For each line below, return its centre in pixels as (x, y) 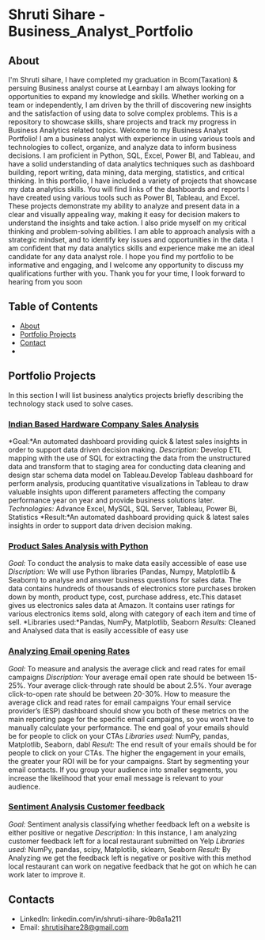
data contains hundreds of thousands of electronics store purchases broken (132, 589)
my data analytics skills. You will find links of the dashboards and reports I (129, 189)
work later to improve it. (47, 874)
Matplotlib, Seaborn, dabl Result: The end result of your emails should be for (132, 744)
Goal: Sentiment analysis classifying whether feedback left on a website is (129, 824)
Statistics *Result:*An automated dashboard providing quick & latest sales (129, 517)
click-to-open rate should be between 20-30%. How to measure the (119, 694)
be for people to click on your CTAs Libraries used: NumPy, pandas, (119, 736)
